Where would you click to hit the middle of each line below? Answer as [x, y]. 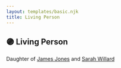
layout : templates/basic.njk [42, 12]
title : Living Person [33, 17]
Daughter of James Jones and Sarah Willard [61, 59]
